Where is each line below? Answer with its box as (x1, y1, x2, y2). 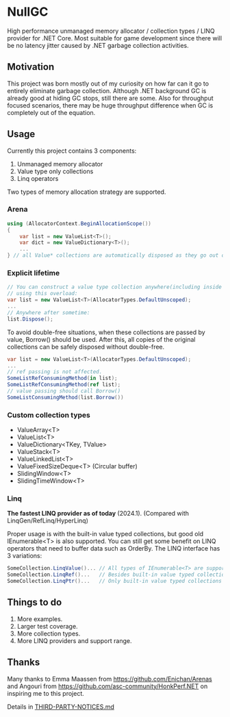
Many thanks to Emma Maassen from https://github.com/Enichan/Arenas (7, 675, 212, 683)
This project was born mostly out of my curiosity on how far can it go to (7, 79, 209, 88)
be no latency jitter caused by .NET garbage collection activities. (7, 41, 190, 49)
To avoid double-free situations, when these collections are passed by (7, 328, 205, 336)
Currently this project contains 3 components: (7, 147, 137, 155)
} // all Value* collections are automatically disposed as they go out (7, 252, 219, 259)
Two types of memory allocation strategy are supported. (7, 188, 166, 196)
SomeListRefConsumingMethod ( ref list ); (7, 381, 121, 388)
